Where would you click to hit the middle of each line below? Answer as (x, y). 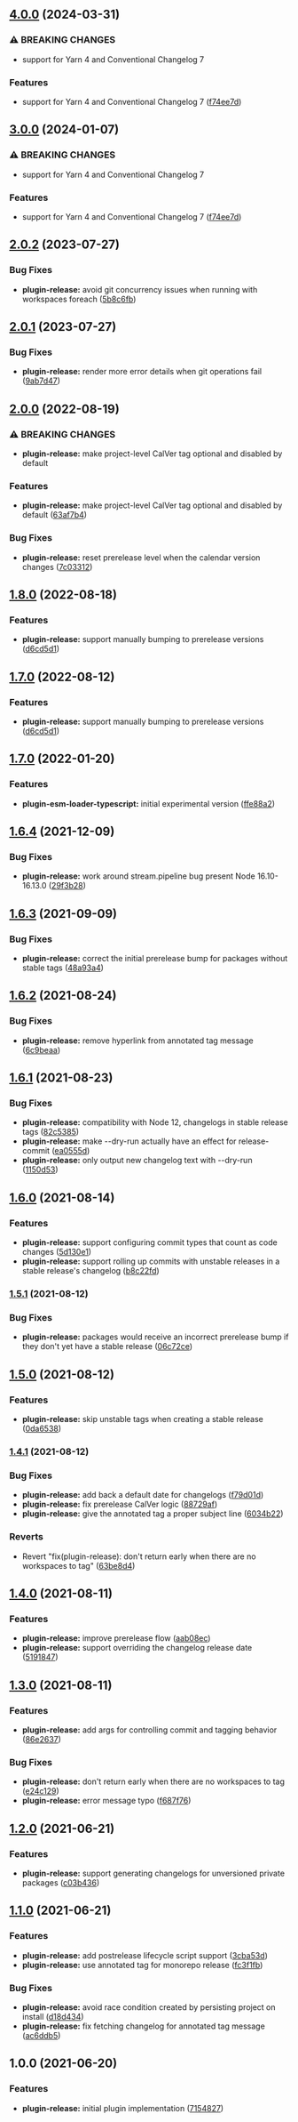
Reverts (27, 1537)
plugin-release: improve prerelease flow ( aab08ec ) (116, 1638)
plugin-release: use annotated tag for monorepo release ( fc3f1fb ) (142, 1965)
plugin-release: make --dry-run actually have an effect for (129, 1141)
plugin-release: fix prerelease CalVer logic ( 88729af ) (120, 1504)
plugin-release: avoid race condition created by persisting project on (149, 2007)
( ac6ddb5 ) (41, 2035)
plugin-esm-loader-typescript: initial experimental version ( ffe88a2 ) (149, 803)
